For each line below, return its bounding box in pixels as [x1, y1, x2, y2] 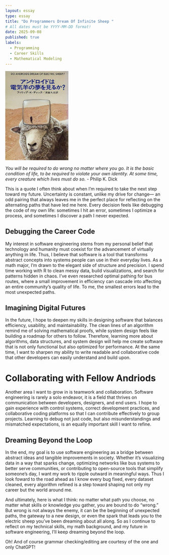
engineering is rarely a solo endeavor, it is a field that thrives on [5, 394, 137, 400]
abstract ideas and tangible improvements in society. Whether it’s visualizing [5, 455, 164, 461]
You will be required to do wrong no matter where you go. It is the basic [5, 165, 154, 171]
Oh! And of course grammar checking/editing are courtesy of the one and [5, 539, 158, 545]
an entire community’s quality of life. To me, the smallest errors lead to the [5, 284, 159, 290]
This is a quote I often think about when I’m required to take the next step [5, 186, 157, 192]
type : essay [5, 13, 30, 19]
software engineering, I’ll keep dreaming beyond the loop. [5, 529, 125, 535]
